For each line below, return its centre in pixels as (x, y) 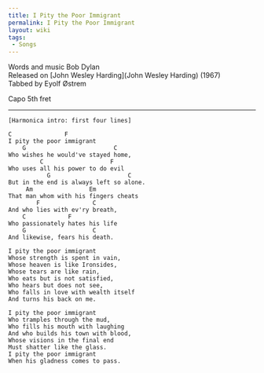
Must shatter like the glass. (58, 347)
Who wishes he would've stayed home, (70, 155)
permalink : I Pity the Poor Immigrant (71, 23)
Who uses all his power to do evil (66, 169)
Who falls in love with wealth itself (71, 293)
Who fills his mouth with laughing (66, 327)
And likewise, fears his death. (61, 238)
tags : (17, 37)
